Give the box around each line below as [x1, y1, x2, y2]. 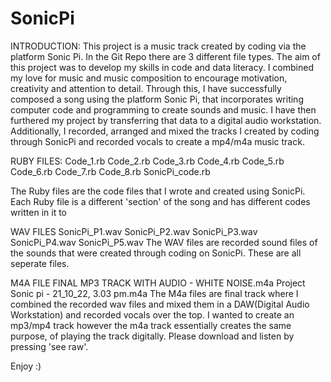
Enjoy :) [10, 360, 42, 372]
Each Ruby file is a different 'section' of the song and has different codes [10, 195, 311, 207]
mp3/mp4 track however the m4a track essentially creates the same [10, 319, 292, 331]
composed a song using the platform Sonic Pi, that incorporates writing [10, 93, 304, 105]
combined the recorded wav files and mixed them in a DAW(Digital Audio [10, 298, 310, 310]
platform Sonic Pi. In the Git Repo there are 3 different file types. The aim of [10, 50, 321, 62]
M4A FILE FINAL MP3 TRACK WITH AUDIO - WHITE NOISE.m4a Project [10, 277, 306, 289]
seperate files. [10, 257, 70, 269]
